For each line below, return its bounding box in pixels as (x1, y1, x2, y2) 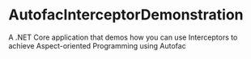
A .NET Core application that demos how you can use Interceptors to (8, 32, 238, 42)
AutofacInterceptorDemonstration (8, 6, 244, 24)
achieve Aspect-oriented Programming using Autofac (8, 40, 186, 50)
